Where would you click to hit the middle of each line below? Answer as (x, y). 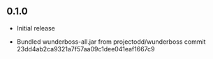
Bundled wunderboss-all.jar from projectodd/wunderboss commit (111, 42)
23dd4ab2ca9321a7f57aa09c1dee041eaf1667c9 (86, 49)
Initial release (36, 28)
